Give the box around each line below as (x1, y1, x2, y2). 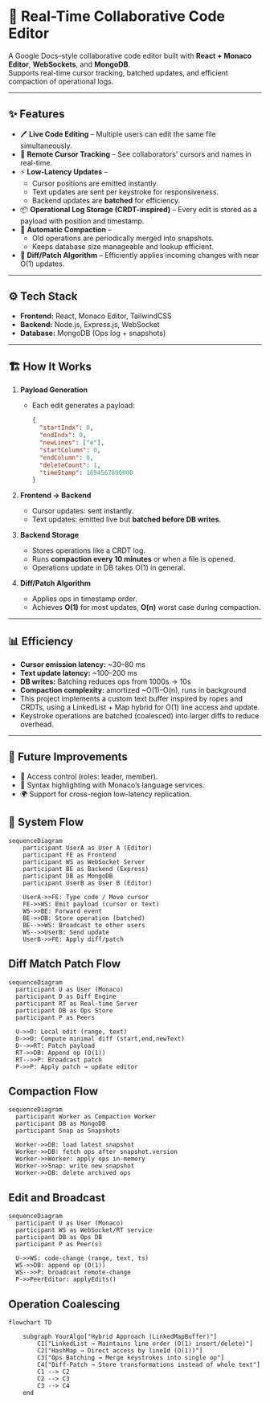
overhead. (19, 719, 55, 730)
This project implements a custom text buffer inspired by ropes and (19, 694, 243, 704)
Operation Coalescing (8, 1297, 121, 1311)
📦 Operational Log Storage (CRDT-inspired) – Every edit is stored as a (19, 204, 258, 214)
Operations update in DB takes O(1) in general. (31, 562, 186, 573)
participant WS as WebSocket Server (22, 857, 146, 866)
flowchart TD (8, 1318, 52, 1327)
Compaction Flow (8, 1084, 99, 1098)
